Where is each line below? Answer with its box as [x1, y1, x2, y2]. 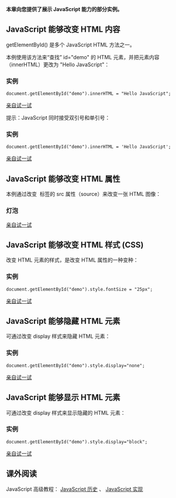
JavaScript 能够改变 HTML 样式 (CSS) [6, 240, 144, 250]
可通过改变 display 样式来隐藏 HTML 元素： [6, 333, 111, 340]
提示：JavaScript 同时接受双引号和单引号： [6, 114, 111, 121]
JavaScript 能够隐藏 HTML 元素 [6, 316, 121, 326]
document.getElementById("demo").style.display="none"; [6, 363, 145, 368]
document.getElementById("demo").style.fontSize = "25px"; [6, 286, 153, 292]
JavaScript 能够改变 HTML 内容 [6, 25, 121, 35]
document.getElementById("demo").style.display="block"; [6, 439, 148, 445]
